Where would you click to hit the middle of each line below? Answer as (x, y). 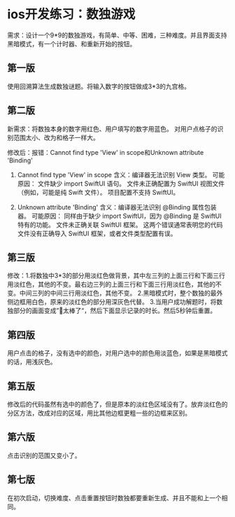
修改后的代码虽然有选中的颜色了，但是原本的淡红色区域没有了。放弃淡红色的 (117, 404)
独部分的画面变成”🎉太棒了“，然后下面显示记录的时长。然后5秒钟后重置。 (112, 311)
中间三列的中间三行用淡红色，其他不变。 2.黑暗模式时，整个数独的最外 (121, 293)
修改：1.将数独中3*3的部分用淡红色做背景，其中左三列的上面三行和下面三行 (116, 276)
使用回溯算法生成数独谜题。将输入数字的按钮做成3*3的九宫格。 (99, 86)
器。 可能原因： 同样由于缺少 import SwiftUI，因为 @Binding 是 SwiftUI (119, 216)
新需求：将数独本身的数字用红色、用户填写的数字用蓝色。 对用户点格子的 (112, 129)
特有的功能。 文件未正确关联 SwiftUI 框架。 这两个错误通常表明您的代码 (120, 224)
